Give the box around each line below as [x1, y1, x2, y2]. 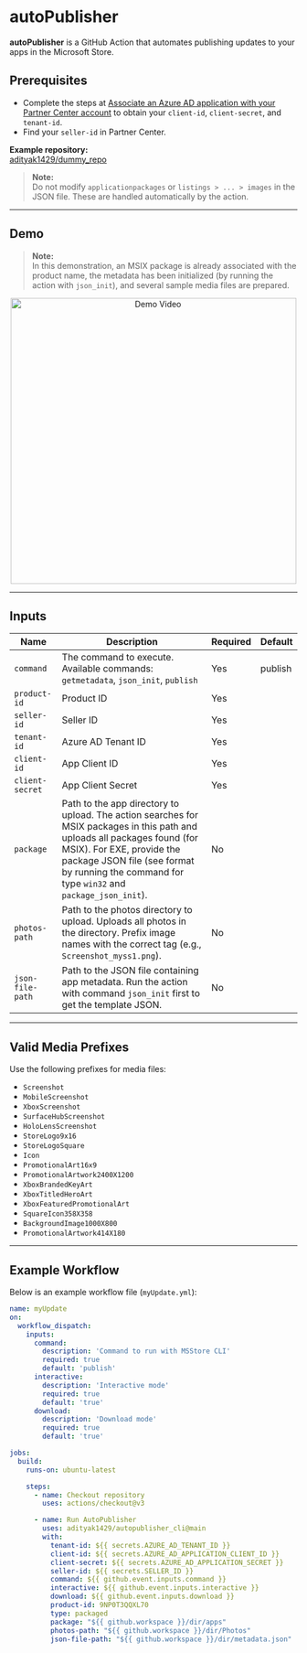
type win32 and [61, 877, 126, 890]
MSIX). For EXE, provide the [61, 843, 181, 856]
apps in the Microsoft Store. [9, 46, 114, 57]
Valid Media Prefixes [9, 1039, 130, 1055]
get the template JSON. [61, 999, 163, 1012]
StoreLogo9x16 [22, 1132, 77, 1141]
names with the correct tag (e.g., [61, 938, 202, 950]
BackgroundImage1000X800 [22, 1219, 118, 1229]
